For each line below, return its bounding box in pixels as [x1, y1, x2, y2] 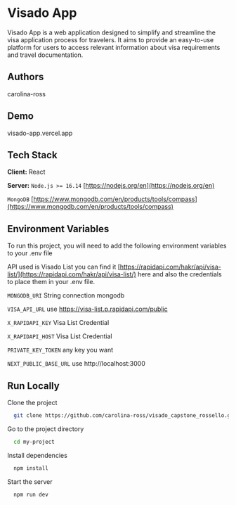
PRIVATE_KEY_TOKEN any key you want [7, 346, 114, 354]
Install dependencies [7, 451, 68, 459]
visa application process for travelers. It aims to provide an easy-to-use [7, 35, 214, 44]
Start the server [7, 477, 53, 486]
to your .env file [7, 249, 53, 257]
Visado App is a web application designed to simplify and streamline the [7, 28, 216, 37]
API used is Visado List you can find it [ [7, 262, 121, 271]
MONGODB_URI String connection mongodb [7, 291, 125, 300]
